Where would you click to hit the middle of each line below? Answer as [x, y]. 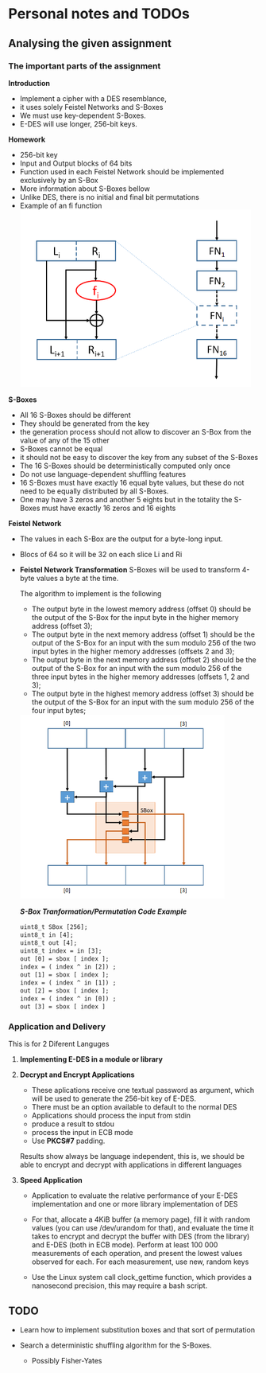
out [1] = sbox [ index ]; [64, 975]
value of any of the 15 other [64, 440]
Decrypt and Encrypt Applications [77, 1075]
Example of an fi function [61, 205]
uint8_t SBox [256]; [54, 927]
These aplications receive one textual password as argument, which [143, 1090]
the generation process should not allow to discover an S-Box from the [135, 431]
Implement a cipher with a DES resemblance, [93, 98]
